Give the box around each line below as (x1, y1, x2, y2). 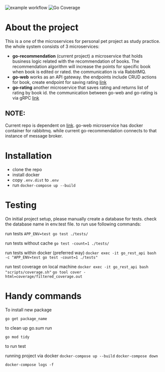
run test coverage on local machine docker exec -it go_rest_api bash (5, 263, 149, 269)
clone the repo (12, 166, 42, 172)
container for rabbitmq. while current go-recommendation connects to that (5, 127, 157, 133)
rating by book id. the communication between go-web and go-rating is (12, 89, 158, 96)
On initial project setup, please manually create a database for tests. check (5, 216, 157, 222)
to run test (5, 343, 26, 349)
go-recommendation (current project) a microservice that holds (12, 53, 143, 59)
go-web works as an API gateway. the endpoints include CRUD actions (12, 74, 157, 80)
